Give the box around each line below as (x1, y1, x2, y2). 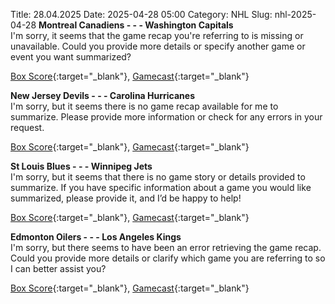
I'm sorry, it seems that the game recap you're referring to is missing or (10, 30, 304, 41)
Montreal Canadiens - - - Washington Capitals (38, 19, 234, 31)
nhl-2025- (274, 9, 317, 20)
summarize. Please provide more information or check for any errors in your (10, 111, 323, 123)
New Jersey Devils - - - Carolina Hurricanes (10, 90, 195, 101)
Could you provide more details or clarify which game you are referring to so (10, 252, 326, 264)
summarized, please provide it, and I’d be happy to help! (10, 192, 242, 204)
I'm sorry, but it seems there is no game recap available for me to (10, 100, 279, 112)
